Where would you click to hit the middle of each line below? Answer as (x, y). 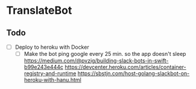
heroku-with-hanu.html (52, 80)
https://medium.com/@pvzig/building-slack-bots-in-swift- (96, 61)
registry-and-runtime (50, 73)
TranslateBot (39, 11)
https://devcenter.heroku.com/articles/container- (125, 67)
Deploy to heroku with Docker (52, 47)
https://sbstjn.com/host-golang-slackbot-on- (134, 73)
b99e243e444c (43, 67)
